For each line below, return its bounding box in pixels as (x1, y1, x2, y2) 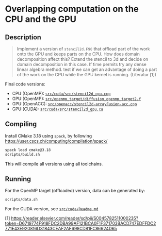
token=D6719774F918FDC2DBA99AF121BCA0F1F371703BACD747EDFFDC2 (5, 220, 156, 226)
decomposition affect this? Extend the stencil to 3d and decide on (16, 56, 148, 62)
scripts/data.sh (5, 197, 38, 202)
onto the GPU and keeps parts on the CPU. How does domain (16, 51, 140, 57)
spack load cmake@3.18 (5, 147, 51, 152)
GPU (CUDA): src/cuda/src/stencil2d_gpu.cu (12, 106, 103, 112)
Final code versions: (5, 81, 46, 87)
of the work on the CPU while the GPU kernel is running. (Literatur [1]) (16, 72, 157, 77)
